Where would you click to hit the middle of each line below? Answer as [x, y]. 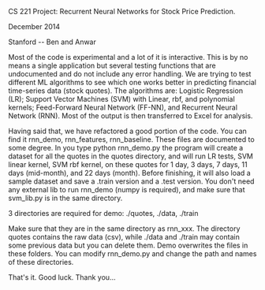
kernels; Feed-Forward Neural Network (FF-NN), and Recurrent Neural [123, 107]
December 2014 [34, 26]
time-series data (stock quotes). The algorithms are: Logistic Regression [125, 91]
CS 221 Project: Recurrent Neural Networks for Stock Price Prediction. [122, 11]
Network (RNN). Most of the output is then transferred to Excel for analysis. [131, 116]
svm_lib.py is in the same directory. [65, 198]
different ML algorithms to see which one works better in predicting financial [132, 82]
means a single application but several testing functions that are [112, 65]
